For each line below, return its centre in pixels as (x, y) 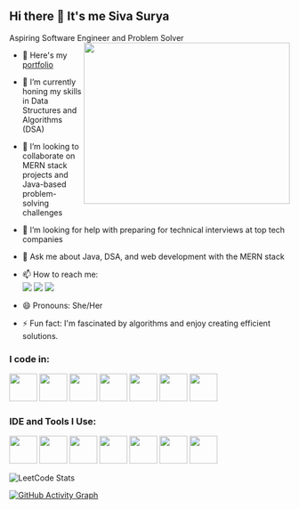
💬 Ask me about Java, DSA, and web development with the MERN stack (153, 256)
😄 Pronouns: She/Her (62, 305)
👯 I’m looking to (51, 146)
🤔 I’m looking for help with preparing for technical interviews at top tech (154, 230)
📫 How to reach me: (60, 274)
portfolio (37, 64)
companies (43, 239)
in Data (35, 101)
